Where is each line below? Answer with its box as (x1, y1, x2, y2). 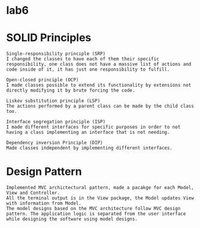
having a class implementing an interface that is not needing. (6, 129, 170, 135)
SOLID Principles (6, 31, 92, 45)
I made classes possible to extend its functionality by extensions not (6, 82, 192, 89)
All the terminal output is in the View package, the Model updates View (6, 195, 195, 201)
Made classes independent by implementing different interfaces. (6, 145, 172, 151)
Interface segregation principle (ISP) (6, 119, 106, 125)
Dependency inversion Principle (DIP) (6, 140, 103, 146)
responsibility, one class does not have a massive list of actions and (6, 61, 192, 68)
